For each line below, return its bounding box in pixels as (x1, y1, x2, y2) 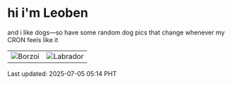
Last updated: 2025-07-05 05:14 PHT (7, 69, 117, 78)
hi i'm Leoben (7, 5, 88, 21)
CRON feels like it (7, 35, 59, 44)
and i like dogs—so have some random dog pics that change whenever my (7, 28, 225, 37)
